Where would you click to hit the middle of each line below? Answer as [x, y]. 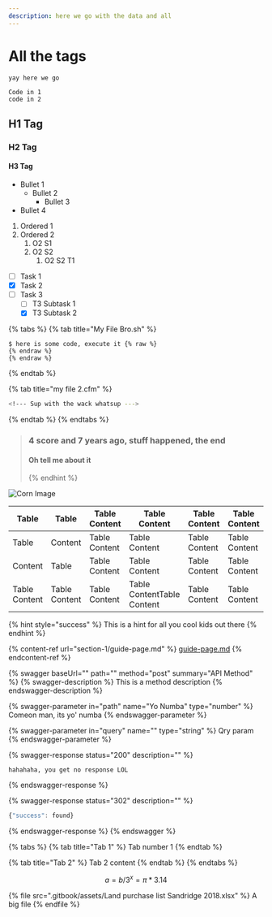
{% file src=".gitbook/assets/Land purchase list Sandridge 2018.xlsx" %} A [133, 895]
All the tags [47, 56]
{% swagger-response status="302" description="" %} [101, 801]
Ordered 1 [36, 226]
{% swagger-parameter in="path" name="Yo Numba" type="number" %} [131, 707]
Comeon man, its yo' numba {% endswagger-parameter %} [108, 715]
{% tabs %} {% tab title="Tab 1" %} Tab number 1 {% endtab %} [115, 847]
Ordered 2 [37, 235]
